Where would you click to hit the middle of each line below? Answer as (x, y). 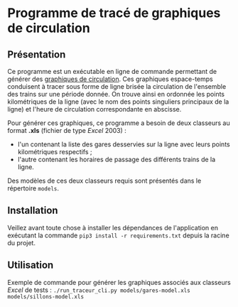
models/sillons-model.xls (45, 296)
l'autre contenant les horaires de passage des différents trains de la (117, 159)
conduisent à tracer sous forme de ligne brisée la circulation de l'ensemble (117, 86)
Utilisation (31, 265)
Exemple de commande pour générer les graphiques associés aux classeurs (119, 282)
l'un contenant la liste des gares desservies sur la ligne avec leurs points (124, 144)
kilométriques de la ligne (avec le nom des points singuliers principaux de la (118, 102)
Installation (33, 211)
